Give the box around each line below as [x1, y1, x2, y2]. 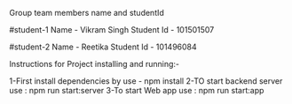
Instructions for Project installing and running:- [9, 59, 180, 69]
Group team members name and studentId [9, 8, 164, 18]
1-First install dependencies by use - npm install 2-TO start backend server [9, 76, 283, 86]
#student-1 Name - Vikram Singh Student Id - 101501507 [9, 25, 215, 34]
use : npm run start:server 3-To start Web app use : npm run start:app [9, 85, 264, 95]
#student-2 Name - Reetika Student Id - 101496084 [9, 41, 197, 52]
